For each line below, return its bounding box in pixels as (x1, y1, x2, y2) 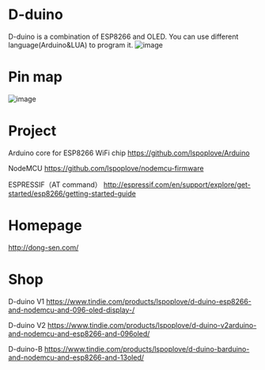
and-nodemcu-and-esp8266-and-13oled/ (8, 353, 145, 362)
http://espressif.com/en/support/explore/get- (103, 180, 251, 189)
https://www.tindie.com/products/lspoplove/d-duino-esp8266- (46, 296, 252, 306)
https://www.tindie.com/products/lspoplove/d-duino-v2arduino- (47, 320, 257, 330)
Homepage (8, 216, 82, 235)
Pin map (8, 68, 63, 86)
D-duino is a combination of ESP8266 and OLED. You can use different (8, 32, 239, 41)
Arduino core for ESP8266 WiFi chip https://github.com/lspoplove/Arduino (8, 148, 251, 158)
